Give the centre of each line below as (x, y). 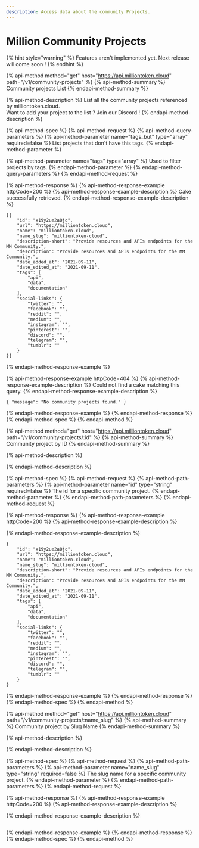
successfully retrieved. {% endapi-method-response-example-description (97, 198)
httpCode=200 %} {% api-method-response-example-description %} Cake (99, 191)
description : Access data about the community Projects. (78, 12)
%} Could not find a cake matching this (132, 384)
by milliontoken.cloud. (33, 106)
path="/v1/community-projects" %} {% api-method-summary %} (86, 82)
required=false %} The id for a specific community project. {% (83, 491)
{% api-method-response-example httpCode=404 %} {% (77, 378)
